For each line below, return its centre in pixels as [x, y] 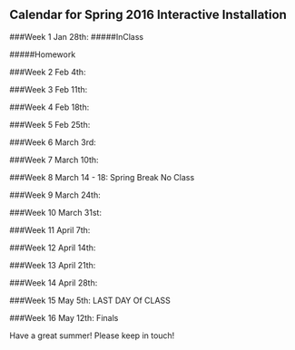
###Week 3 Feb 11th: [49, 89]
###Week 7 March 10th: [54, 160]
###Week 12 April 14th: [53, 248]
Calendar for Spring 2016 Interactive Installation [148, 15]
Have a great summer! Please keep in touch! [92, 335]
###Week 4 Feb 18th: [49, 107]
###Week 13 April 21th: [53, 265]
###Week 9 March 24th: [55, 195]
